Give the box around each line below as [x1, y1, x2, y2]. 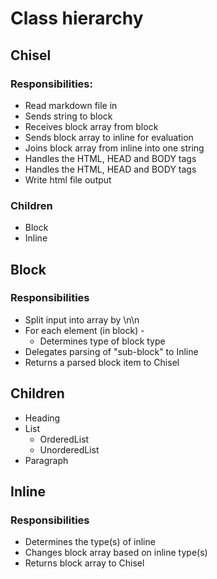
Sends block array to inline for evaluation [24, 131, 194, 143]
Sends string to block [24, 110, 113, 122]
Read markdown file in [24, 99, 118, 111]
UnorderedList [39, 443, 100, 456]
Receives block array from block [24, 120, 159, 132]
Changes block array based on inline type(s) [24, 547, 208, 559]
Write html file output [24, 173, 112, 186]
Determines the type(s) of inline [24, 536, 156, 548]
